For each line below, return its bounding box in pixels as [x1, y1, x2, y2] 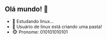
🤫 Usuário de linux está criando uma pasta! [12, 23, 102, 29]
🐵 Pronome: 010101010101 [12, 28, 68, 35]
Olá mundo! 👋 [5, 5, 49, 13]
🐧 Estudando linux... [12, 18, 54, 24]
